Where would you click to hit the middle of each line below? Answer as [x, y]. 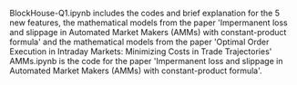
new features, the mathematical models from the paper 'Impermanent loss [149, 23]
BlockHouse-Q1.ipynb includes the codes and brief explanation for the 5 [145, 13]
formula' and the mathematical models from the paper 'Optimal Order [139, 42]
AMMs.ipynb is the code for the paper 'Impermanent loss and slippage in [146, 61]
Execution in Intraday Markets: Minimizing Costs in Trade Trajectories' [141, 52]
